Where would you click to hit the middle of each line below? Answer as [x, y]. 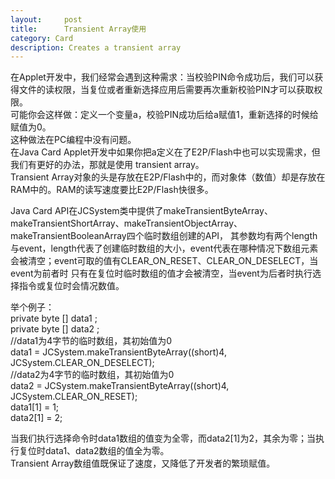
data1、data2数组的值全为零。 [107, 451]
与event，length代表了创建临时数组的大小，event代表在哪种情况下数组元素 [164, 248]
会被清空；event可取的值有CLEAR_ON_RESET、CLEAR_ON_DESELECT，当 [164, 261]
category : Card [42, 38]
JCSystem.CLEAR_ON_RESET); [74, 397]
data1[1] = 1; [35, 407]
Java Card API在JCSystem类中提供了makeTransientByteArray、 [141, 211]
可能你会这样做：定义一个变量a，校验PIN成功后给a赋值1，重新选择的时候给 [164, 115]
